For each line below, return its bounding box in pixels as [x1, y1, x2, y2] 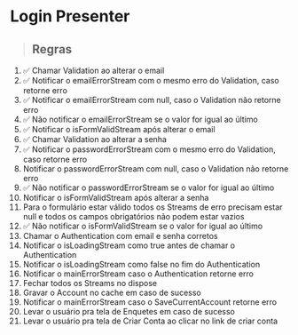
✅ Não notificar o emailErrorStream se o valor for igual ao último [22, 114, 258, 124]
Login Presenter [10, 6, 130, 27]
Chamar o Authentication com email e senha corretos [22, 231, 218, 241]
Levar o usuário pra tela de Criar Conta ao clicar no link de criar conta [22, 315, 278, 326]
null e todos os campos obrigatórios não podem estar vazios [22, 211, 245, 221]
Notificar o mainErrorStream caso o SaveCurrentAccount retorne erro [22, 297, 278, 307]
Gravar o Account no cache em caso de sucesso [22, 287, 202, 298]
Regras [31, 42, 73, 57]
